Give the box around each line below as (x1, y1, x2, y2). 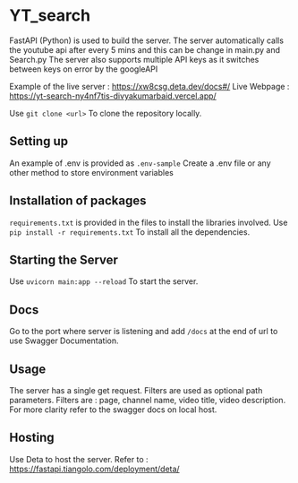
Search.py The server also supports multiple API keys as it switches (9, 54, 260, 65)
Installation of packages (9, 194, 147, 209)
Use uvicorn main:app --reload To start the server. (9, 276, 199, 287)
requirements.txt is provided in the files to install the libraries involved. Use (9, 217, 288, 228)
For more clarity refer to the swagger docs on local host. (9, 404, 217, 415)
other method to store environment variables (9, 167, 175, 177)
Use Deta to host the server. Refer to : (9, 453, 149, 464)
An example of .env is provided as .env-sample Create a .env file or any (9, 158, 271, 168)
